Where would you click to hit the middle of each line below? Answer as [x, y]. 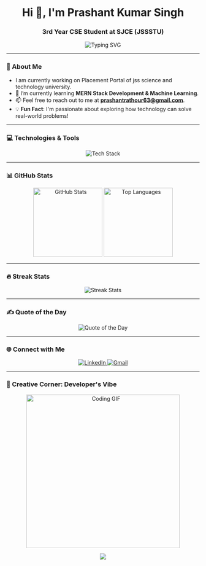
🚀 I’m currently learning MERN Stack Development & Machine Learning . [107, 93]
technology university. [43, 87]
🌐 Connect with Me [36, 349]
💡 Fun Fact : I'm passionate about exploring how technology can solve [103, 109]
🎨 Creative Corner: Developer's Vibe [62, 384]
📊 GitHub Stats [30, 176]
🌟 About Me [24, 67]
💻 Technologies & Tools [43, 138]
